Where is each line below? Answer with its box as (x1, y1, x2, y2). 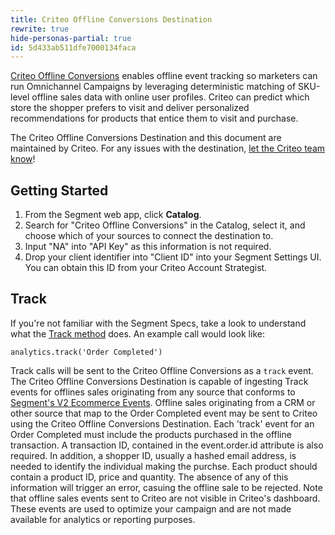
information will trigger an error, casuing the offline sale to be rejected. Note (10, 481, 323, 493)
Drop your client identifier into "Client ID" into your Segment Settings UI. (24, 251, 322, 263)
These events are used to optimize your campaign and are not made (10, 502, 292, 515)
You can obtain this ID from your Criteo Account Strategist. (24, 262, 268, 274)
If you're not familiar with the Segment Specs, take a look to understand (10, 317, 307, 329)
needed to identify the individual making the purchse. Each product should (10, 460, 318, 472)
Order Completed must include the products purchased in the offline (10, 428, 292, 440)
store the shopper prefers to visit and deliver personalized (10, 102, 250, 114)
